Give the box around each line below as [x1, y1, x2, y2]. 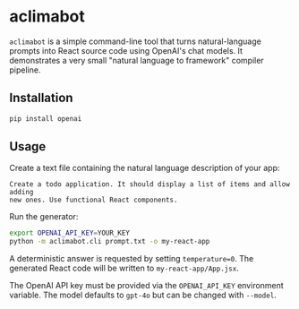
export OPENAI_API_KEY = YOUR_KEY [9, 228, 130, 238]
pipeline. [9, 64, 41, 75]
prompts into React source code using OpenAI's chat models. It [9, 45, 243, 56]
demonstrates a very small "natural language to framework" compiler [9, 55, 264, 65]
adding [9, 188, 34, 197]
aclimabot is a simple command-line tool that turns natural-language [9, 36, 261, 47]
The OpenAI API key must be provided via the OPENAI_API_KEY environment [9, 280, 284, 291]
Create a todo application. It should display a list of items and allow [9, 180, 291, 189]
